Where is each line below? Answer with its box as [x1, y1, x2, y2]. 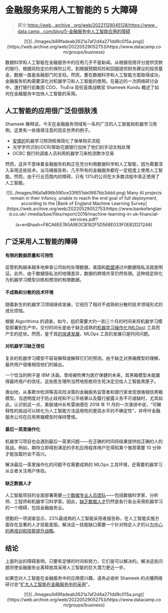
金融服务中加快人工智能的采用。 [13, 91, 80, 97]
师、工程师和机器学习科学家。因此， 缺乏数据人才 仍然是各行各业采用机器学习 [5, 498, 163, 504]
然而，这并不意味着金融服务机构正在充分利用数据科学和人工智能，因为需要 [5, 161, 158, 167]
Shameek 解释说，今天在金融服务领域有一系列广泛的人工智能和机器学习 [5, 121, 153, 127]
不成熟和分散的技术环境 [5, 289, 53, 295]
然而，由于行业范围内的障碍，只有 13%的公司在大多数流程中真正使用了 [13, 173, 160, 179]
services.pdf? [69, 216, 98, 222]
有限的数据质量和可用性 [5, 252, 53, 258]
